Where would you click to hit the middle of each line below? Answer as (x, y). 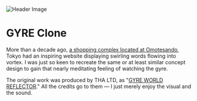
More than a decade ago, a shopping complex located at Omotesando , (93, 49)
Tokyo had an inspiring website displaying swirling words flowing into (91, 56)
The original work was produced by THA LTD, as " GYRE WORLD (85, 80)
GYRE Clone (37, 33)
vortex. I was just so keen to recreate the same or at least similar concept (96, 62)
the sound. (19, 93)
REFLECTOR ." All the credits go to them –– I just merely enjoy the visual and (99, 86)
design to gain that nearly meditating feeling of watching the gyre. (87, 68)
